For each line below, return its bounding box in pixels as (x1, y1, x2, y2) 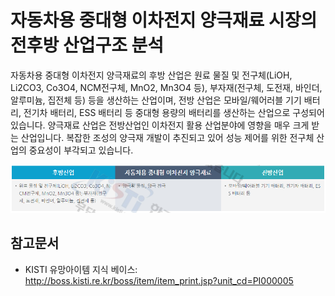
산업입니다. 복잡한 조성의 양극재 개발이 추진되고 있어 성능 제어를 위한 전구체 (20, 131, 315, 143)
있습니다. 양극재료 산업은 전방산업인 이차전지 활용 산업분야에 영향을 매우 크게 (10, 119, 310, 131)
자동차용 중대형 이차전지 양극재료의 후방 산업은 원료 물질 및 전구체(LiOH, (10, 69, 293, 81)
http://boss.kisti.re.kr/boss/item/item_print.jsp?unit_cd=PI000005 (24, 274, 294, 286)
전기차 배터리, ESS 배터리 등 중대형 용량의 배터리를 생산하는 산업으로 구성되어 (23, 106, 325, 118)
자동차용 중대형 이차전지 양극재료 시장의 (10, 9, 318, 32)
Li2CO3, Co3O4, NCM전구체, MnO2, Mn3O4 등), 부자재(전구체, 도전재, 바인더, (10, 81, 323, 93)
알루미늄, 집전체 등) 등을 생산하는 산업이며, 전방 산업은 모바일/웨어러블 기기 (10, 94, 302, 106)
